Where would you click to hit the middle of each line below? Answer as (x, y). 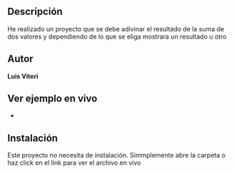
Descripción (35, 12)
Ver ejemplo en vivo (52, 99)
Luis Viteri (23, 76)
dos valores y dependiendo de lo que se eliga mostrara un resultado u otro (117, 36)
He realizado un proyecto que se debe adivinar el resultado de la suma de (116, 29)
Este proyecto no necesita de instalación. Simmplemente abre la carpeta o (117, 155)
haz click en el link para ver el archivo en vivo (74, 163)
